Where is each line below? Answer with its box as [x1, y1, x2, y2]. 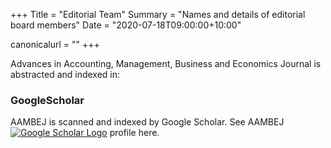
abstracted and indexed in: [10, 69, 121, 80]
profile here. [109, 127, 160, 139]
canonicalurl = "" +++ [10, 39, 100, 50]
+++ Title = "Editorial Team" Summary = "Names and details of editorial [10, 9, 306, 20]
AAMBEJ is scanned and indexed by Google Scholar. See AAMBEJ [10, 116, 285, 128]
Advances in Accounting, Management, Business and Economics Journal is [10, 58, 322, 69]
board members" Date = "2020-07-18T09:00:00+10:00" [10, 19, 242, 31]
